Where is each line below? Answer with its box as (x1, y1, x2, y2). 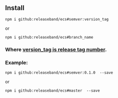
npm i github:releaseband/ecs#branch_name (5, 35, 93, 39)
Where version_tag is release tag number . (5, 46, 107, 53)
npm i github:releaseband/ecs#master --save (5, 88, 100, 93)
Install (5, 4, 25, 12)
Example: (5, 59, 28, 66)
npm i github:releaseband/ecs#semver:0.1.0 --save (5, 70, 113, 75)
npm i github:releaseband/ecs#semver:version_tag (5, 17, 109, 21)
